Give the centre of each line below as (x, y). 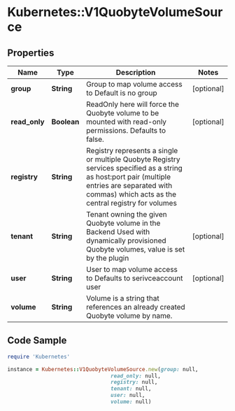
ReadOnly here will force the (133, 104)
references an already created (136, 307)
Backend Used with (118, 232)
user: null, (128, 396)
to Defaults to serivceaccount (135, 278)
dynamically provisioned (126, 240)
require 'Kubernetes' (39, 356)
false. (95, 139)
